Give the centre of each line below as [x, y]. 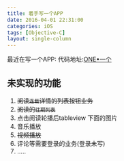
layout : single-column [39, 39]
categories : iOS [30, 26]
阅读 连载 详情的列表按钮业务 [55, 101]
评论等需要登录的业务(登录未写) [61, 143]
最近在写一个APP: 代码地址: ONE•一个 [60, 60]
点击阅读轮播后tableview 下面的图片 [67, 118]
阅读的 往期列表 [36, 109]
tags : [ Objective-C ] [36, 33]
